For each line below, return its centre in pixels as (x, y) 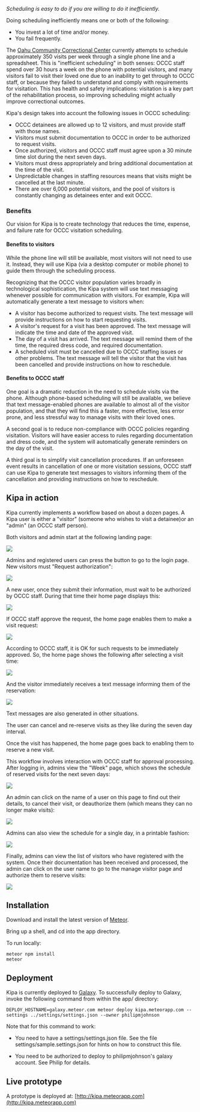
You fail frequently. (38, 38)
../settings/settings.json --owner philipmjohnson (95, 1016)
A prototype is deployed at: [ (41, 1096)
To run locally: (24, 943)
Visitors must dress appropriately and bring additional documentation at (104, 163)
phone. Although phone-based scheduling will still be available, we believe (98, 398)
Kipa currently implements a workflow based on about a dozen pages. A (95, 513)
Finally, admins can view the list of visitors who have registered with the (95, 856)
